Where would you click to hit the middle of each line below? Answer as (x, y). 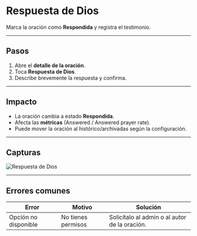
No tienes (74, 217)
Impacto (21, 102)
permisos (74, 225)
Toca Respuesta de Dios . (45, 71)
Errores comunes (38, 190)
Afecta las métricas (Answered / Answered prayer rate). (82, 122)
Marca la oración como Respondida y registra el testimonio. (79, 27)
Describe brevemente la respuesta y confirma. (71, 78)
